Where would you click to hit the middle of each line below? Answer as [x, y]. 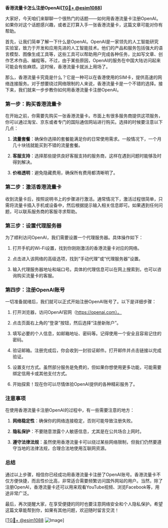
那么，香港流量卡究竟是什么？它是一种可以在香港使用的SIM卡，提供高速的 [81, 77]
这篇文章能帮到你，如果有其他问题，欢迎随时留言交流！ [62, 510]
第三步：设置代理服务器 [33, 226]
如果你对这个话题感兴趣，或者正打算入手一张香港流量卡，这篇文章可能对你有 [84, 25]
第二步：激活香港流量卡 [33, 187]
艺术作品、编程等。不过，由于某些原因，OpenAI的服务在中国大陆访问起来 [85, 60]
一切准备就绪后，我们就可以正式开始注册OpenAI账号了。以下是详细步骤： [81, 302]
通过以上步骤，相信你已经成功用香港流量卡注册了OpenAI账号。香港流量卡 [81, 474]
